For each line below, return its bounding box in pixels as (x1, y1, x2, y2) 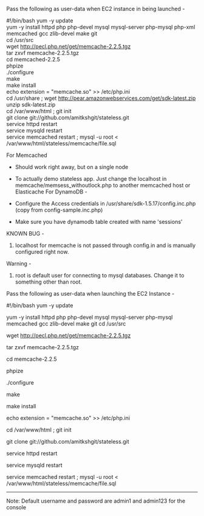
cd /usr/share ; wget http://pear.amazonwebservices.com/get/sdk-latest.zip (6, 94, 196, 102)
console (6, 504, 27, 511)
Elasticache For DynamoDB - (15, 188, 87, 195)
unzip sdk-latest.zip (6, 101, 56, 108)
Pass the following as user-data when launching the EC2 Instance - (6, 290, 175, 297)
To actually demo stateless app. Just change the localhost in (15, 175, 167, 182)
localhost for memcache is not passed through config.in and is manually (15, 242, 196, 249)
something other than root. (15, 278, 83, 285)
